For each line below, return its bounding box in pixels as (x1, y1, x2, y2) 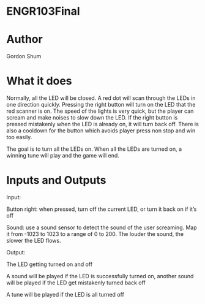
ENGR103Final (6, 4, 81, 18)
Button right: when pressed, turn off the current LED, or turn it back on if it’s (6, 205, 197, 213)
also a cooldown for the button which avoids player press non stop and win (6, 127, 196, 134)
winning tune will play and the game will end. (6, 152, 119, 159)
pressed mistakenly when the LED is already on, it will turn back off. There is (6, 121, 199, 128)
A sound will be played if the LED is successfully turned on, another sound (6, 273, 194, 279)
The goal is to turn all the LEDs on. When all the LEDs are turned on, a (6, 145, 182, 153)
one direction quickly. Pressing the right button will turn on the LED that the (6, 101, 196, 108)
